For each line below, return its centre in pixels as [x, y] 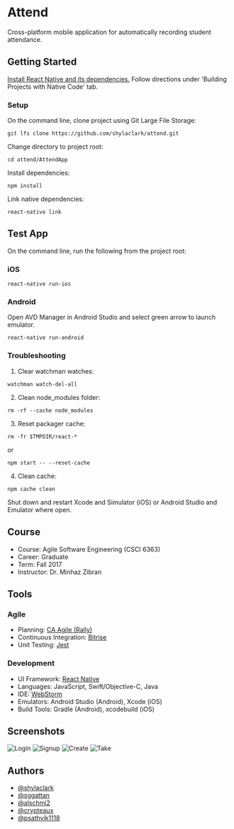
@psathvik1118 [39, 818]
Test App [28, 234]
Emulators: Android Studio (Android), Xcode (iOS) [90, 701]
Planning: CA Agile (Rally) [55, 630]
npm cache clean [31, 489]
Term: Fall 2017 [40, 564]
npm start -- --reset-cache [49, 462]
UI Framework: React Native [58, 678]
